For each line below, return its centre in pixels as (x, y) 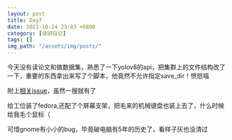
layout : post (26, 14)
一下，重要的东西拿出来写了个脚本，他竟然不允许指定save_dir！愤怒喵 (108, 76)
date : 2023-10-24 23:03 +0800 (52, 27)
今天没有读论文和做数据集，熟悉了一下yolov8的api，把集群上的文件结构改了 (116, 67)
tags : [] (20, 40)
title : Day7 (25, 20)
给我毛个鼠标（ (29, 114)
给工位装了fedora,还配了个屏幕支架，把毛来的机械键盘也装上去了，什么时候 (116, 105)
